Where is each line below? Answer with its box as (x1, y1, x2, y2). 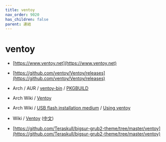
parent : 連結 (5, 21, 31, 27)
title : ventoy (5, 7, 35, 13)
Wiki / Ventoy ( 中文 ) (12, 115, 54, 122)
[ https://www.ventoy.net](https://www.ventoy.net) (12, 60, 117, 66)
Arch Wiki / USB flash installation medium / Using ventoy (12, 105, 131, 111)
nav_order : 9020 (5, 12, 39, 17)
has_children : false (5, 17, 49, 22)
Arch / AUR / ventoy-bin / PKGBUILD (12, 85, 89, 91)
